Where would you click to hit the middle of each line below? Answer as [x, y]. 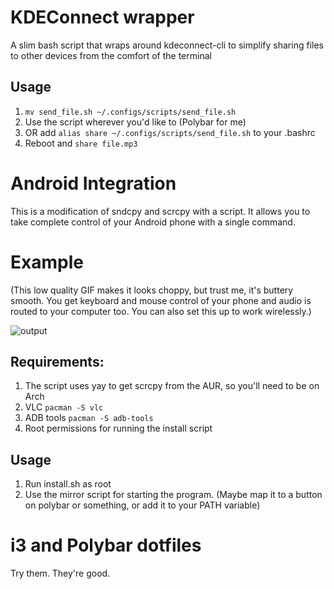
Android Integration [93, 183]
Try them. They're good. [60, 573]
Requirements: [57, 362]
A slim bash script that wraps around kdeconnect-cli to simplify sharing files [167, 45]
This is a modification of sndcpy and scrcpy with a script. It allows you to [160, 211]
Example [47, 262]
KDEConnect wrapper [102, 17]
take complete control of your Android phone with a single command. [153, 222]
